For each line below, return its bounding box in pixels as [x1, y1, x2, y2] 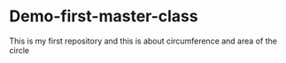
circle [9, 44, 29, 55]
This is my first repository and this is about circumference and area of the [9, 35, 277, 46]
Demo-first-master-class [9, 6, 198, 27]
